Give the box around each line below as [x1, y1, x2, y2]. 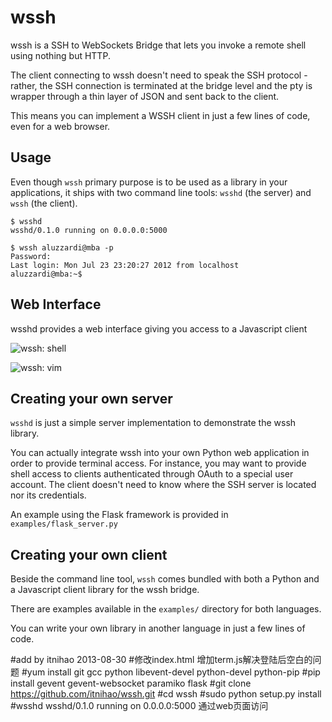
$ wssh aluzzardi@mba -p [10, 242, 114, 253]
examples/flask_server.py [10, 519, 118, 530]
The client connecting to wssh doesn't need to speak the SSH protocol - [10, 69, 308, 81]
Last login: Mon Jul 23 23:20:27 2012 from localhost [10, 260, 240, 270]
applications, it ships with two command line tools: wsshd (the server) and [10, 186, 312, 198]
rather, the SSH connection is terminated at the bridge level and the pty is [10, 79, 313, 91]
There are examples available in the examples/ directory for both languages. [10, 603, 322, 615]
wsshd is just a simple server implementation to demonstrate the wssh [10, 417, 297, 429]
